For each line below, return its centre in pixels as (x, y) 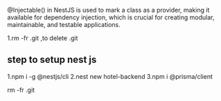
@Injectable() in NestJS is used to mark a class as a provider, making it (108, 10)
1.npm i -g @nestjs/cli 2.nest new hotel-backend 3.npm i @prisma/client (110, 76)
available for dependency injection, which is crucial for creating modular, (111, 17)
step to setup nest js (52, 60)
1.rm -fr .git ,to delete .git (43, 38)
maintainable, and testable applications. (64, 25)
